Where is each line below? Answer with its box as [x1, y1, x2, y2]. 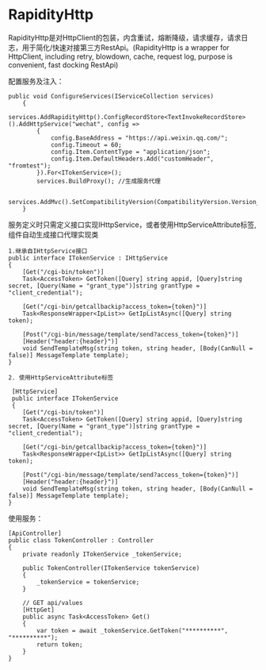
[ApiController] [8, 529, 62, 537]
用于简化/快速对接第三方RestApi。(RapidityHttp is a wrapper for [21, 42, 230, 52]
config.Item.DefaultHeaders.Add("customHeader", [50, 155, 215, 163]
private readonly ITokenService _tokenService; [22, 550, 182, 558]
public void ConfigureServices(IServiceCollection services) [8, 92, 215, 100]
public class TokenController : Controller [8, 536, 154, 545]
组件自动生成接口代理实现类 [8, 229, 99, 239]
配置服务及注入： [8, 76, 64, 86]
